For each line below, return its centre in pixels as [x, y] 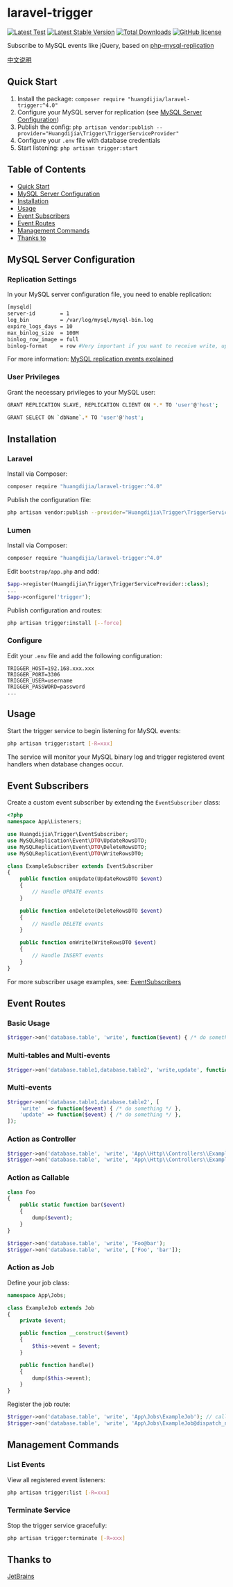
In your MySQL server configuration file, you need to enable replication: [110, 294]
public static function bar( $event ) [73, 1205]
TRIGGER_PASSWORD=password [46, 687]
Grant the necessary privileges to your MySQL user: [81, 392]
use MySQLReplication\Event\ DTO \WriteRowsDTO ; [76, 853]
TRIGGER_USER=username [40, 680]
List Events [26, 1465]
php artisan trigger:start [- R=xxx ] [60, 744]
